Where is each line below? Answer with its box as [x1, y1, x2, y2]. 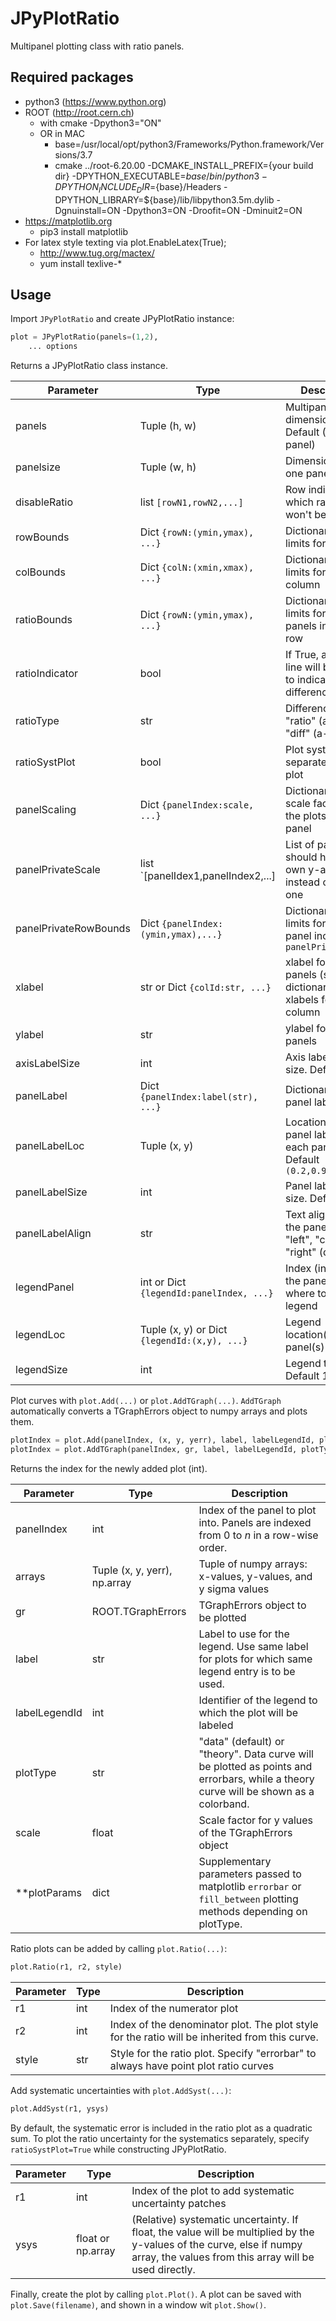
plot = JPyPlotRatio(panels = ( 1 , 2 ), [10, 332, 159, 342]
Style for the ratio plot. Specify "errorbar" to [109, 2046, 317, 2060]
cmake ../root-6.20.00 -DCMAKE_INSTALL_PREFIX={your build [54, 159, 314, 171]
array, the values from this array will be [131, 2250, 315, 2264]
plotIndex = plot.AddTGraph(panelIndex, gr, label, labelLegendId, [10, 1444, 298, 1454]
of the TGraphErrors [198, 1825, 293, 1839]
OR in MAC [39, 127, 85, 139]
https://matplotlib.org [24, 215, 113, 227]
